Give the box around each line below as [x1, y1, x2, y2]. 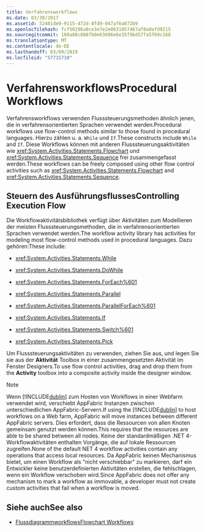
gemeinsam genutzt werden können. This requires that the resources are [6, 426, 188, 433]
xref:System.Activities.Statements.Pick [15, 338, 113, 345]
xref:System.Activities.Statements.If [15, 314, 106, 322]
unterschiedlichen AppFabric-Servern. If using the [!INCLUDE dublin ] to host [6, 406, 196, 414]
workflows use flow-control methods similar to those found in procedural [6, 127, 191, 135]
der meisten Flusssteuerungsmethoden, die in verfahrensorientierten [6, 223, 180, 231]
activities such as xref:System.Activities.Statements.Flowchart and [6, 166, 174, 174]
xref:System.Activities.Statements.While [15, 255, 117, 262]
